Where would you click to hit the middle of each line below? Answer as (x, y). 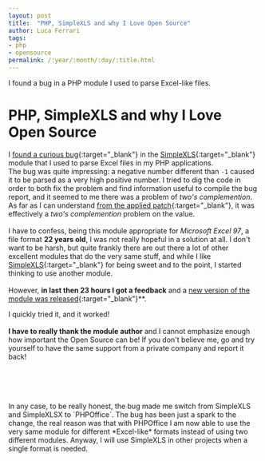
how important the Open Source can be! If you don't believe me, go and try (132, 340)
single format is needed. (48, 448)
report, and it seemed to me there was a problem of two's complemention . (131, 197)
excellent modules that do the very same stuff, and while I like (110, 256)
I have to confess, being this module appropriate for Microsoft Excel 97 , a (129, 230)
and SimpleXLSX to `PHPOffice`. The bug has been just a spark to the (123, 414)
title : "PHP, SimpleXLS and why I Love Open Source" (100, 23)
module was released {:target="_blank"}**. (77, 298)
